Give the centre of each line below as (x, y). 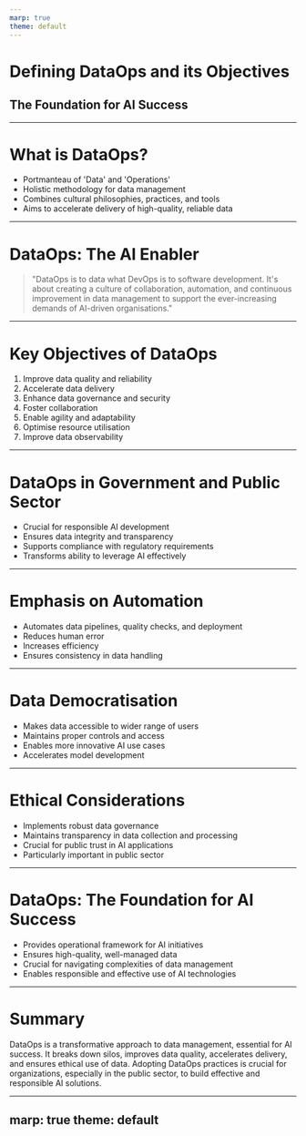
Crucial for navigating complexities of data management (128, 964)
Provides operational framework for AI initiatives (113, 945)
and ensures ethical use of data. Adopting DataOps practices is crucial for (148, 1063)
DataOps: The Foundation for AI (132, 901)
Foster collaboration (60, 408)
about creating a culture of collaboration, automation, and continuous (162, 289)
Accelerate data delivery (69, 389)
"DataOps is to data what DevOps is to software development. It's (155, 280)
